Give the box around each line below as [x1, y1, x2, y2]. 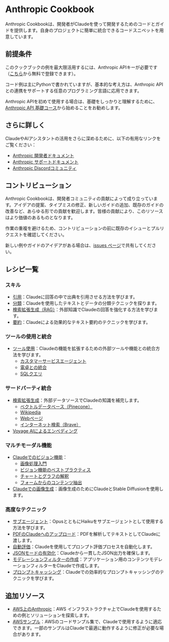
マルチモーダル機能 [5, 442, 52, 449]
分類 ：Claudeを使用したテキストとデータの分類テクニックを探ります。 [12, 300, 160, 307]
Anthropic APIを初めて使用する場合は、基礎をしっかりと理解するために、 [5, 98, 158, 104]
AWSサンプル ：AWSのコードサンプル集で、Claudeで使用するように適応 [12, 619, 162, 625]
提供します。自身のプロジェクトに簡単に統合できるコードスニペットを [14, 27, 160, 33]
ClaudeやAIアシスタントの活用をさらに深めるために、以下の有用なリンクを [5, 135, 161, 141]
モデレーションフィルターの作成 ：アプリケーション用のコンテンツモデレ [12, 557, 163, 563]
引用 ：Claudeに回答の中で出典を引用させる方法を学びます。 [12, 294, 138, 300]
